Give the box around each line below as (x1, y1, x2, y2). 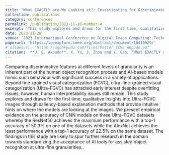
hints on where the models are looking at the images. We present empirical (5, 107, 160, 113)
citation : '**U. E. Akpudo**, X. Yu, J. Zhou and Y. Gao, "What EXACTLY (5, 49, 161, 55)
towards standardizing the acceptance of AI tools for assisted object (5, 138, 147, 144)
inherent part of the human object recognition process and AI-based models (5, 69, 163, 75)
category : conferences (5, 17, 53, 22)
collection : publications (5, 12, 59, 17)
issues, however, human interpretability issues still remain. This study (5, 90, 149, 96)
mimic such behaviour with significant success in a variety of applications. (5, 74, 159, 80)
